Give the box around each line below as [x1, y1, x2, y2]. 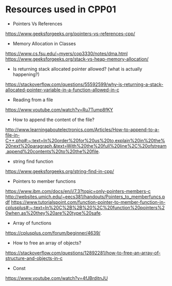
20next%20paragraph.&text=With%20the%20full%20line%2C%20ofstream [5, 143, 167, 149]
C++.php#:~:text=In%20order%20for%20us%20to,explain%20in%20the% [5, 137, 165, 143]
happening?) [12, 71, 40, 78]
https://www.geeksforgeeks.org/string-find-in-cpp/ [5, 168, 114, 174]
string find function [12, 158, 54, 164]
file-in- [5, 132, 20, 138]
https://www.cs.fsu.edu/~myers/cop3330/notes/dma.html [5, 50, 128, 56]
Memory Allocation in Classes [12, 40, 76, 47]
